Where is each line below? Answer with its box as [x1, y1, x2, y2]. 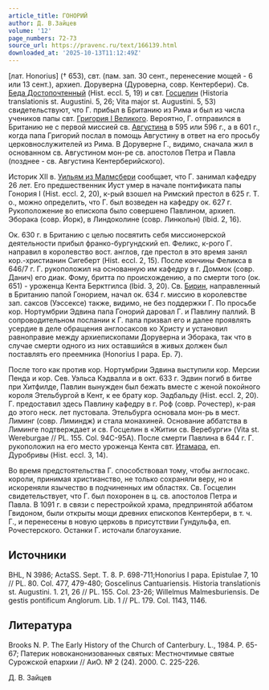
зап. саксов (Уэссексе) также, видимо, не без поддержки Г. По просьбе [8, 298, 257, 307]
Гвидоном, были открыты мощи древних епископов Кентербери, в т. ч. [8, 509, 253, 517]
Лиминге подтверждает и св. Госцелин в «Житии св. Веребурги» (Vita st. [8, 424, 259, 434]
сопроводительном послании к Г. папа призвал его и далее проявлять [8, 315, 251, 325]
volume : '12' [8, 26, 52, 34]
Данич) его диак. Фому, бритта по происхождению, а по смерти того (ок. [8, 273, 261, 282]
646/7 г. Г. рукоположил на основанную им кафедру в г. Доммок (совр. [8, 264, 255, 274]
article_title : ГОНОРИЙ [8, 11, 88, 20]
